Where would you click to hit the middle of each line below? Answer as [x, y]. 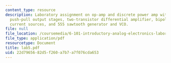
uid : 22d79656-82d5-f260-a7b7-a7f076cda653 [52, 52]
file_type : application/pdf [35, 39]
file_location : [21, 34]
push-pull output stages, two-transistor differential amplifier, [82, 19]
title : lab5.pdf [22, 48]
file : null [17, 29]
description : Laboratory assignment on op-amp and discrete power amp [82, 15]
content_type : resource [31, 10]
